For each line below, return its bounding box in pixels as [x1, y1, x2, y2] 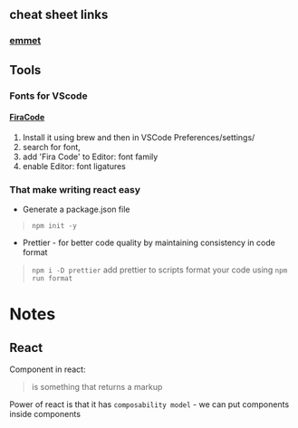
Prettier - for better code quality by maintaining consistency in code [22, 237, 276, 248]
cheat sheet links [9, 7, 109, 23]
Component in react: [9, 364, 86, 375]
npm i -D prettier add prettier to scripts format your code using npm [31, 264, 288, 275]
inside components [9, 409, 82, 420]
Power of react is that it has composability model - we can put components [9, 399, 290, 410]
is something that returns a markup [31, 382, 163, 393]
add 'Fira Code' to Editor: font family [22, 151, 159, 162]
